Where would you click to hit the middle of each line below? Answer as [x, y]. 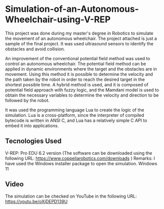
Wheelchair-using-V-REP [58, 19]
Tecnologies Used [33, 141]
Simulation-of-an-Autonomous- [72, 9]
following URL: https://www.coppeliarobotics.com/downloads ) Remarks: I [80, 158]
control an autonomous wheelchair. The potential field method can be [76, 64]
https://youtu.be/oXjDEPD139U [36, 201]
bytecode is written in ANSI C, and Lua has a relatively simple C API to [76, 120]
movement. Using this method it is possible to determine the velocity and [79, 74]
